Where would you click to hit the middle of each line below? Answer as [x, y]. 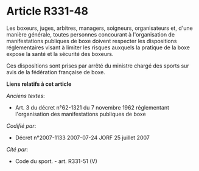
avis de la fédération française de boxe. [56, 72]
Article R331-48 [47, 11]
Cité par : [17, 149]
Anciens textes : [26, 96]
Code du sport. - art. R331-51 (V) [56, 161]
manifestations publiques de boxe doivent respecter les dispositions [92, 41]
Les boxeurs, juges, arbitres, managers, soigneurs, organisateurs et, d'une [100, 28]
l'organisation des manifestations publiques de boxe [80, 114]
